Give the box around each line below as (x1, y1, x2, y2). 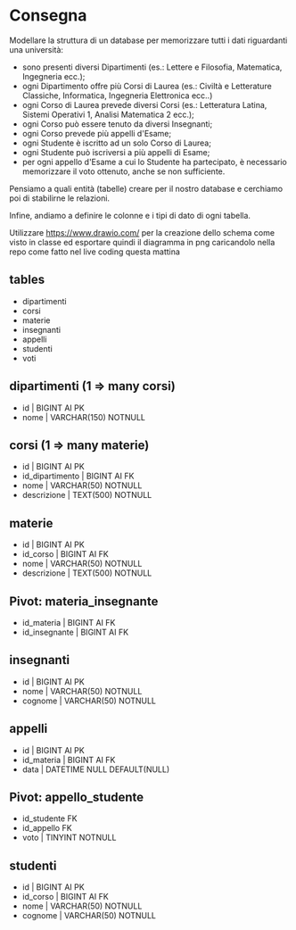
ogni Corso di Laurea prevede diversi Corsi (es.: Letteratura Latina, (21, 99, 267, 110)
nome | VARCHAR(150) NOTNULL (21, 411, 145, 422)
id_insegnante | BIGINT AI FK (21, 627, 129, 637)
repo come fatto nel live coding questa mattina (9, 246, 181, 257)
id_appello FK (21, 823, 73, 834)
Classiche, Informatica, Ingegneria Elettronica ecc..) (21, 90, 213, 101)
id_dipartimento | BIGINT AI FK (21, 470, 135, 482)
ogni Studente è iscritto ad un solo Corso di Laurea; (21, 137, 212, 148)
